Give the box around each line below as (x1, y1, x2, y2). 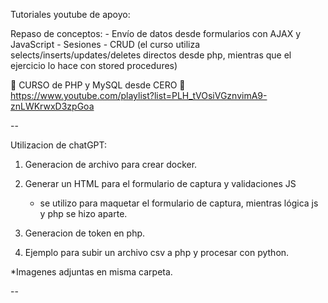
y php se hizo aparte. (39, 208, 128, 219)
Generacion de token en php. (24, 227, 146, 239)
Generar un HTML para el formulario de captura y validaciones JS (24, 178, 297, 189)
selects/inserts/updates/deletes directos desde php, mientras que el (10, 49, 292, 61)
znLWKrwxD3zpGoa (10, 100, 95, 112)
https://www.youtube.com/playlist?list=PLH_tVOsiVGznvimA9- (10, 90, 268, 101)
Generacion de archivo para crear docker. (24, 159, 198, 170)
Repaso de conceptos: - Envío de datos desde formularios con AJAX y (10, 28, 302, 39)
